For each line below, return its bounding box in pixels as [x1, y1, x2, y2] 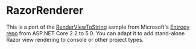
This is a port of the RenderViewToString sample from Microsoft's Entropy [6, 23, 190, 30]
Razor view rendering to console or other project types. [6, 36, 144, 43]
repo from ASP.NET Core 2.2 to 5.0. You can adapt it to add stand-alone [6, 29, 185, 36]
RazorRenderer [6, 4, 84, 17]
